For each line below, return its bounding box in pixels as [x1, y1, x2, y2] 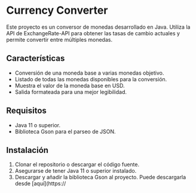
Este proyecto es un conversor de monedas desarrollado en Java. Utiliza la [6, 23, 191, 30]
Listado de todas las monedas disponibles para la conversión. [14, 75, 167, 82]
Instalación [6, 145, 49, 155]
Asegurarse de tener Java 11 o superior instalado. [14, 167, 137, 174]
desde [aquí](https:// [14, 180, 66, 187]
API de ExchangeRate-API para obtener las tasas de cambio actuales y [6, 29, 180, 36]
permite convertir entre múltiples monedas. [6, 36, 112, 43]
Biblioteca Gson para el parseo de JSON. [14, 128, 116, 135]
